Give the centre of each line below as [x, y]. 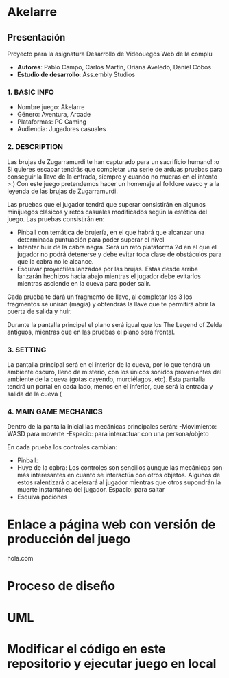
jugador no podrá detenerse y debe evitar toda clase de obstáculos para [119, 254]
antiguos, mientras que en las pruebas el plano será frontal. [91, 332]
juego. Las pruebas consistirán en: [56, 219]
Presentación [36, 37]
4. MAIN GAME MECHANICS [55, 411]
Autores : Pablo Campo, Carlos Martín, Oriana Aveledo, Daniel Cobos [114, 67]
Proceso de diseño [61, 586]
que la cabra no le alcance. [55, 261]
